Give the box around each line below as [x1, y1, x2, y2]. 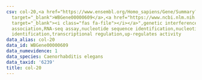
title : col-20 [6, 64, 42, 71]
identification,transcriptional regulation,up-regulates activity [11, 31, 182, 37]
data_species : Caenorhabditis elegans [6, 54, 103, 60]
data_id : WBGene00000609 [6, 43, 69, 49]
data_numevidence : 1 [6, 48, 58, 54]
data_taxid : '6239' [6, 59, 55, 65]
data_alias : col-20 [6, 37, 55, 43]
